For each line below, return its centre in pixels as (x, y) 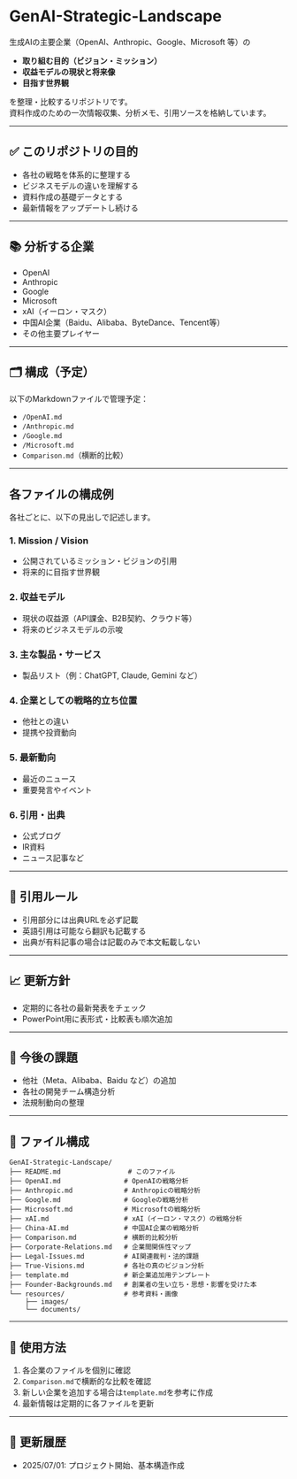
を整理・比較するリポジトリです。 (71, 101)
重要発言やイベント (57, 790)
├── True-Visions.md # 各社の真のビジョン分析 (107, 1266)
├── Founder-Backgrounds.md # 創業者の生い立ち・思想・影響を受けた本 (133, 1285)
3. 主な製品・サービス (55, 654)
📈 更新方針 (40, 981)
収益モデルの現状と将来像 (69, 72)
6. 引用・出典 (37, 814)
